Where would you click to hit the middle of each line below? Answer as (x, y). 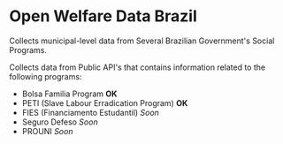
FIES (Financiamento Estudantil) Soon (90, 112)
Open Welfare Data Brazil (103, 16)
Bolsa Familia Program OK (69, 94)
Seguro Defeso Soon (60, 122)
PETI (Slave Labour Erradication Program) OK (105, 102)
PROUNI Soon (47, 131)
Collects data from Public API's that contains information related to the (138, 67)
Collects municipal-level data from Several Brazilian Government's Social (142, 41)
